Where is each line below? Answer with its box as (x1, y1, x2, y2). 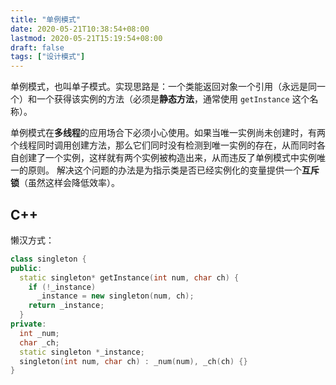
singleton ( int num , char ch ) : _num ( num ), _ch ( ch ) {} (19, 356, 248, 366)
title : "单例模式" (10, 14, 82, 25)
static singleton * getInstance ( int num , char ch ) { (19, 272, 240, 283)
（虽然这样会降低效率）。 (19, 177, 120, 189)
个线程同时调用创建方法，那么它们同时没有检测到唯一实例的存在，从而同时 (10, 139, 317, 151)
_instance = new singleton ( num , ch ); (36, 291, 195, 301)
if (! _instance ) (28, 282, 97, 292)
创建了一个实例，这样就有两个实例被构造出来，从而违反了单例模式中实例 (18, 152, 317, 164)
